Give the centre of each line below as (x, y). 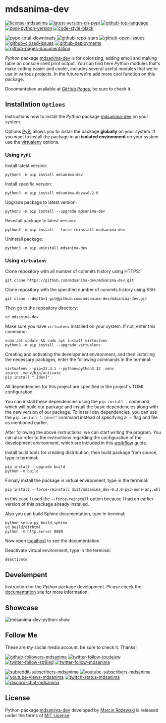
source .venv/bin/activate (33, 373)
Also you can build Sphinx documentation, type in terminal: (65, 514)
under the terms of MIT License (37, 715)
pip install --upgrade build (35, 467)
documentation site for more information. (47, 592)
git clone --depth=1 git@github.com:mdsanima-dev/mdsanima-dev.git (76, 299)
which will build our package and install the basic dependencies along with (82, 407)
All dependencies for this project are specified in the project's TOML (75, 387)
